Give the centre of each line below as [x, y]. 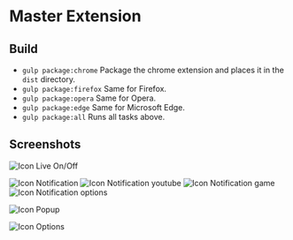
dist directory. [49, 79]
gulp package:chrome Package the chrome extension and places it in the [153, 70]
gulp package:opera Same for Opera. [89, 98]
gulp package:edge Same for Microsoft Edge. [104, 107]
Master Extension [75, 16]
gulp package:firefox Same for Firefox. [94, 89]
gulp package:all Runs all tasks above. [93, 117]
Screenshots [45, 144]
